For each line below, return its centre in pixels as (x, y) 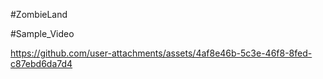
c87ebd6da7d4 (41, 63)
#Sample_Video (42, 33)
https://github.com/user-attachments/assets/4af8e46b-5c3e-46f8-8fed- (161, 53)
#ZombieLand (39, 14)
